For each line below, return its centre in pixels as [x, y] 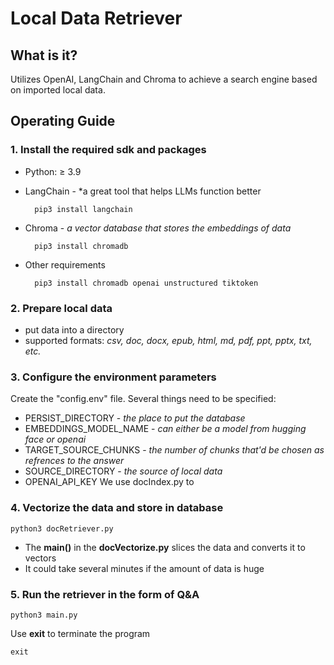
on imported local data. [58, 90]
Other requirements [65, 264]
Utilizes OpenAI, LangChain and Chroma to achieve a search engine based [164, 79]
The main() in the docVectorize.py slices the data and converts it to [165, 547]
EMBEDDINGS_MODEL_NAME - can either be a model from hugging [165, 429]
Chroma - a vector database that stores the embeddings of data [158, 228]
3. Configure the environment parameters [113, 377]
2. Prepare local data [61, 308]
